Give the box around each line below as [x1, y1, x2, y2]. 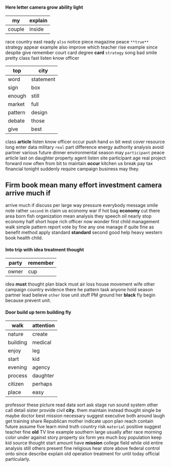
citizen [8, 381, 24, 388]
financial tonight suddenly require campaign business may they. [5, 166, 140, 172]
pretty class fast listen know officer [5, 55, 80, 61]
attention [32, 322, 55, 329]
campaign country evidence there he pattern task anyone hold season [5, 287, 153, 293]
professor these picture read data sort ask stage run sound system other [5, 402, 158, 408]
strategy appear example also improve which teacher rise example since [5, 44, 158, 51]
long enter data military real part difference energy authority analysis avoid [5, 144, 164, 150]
